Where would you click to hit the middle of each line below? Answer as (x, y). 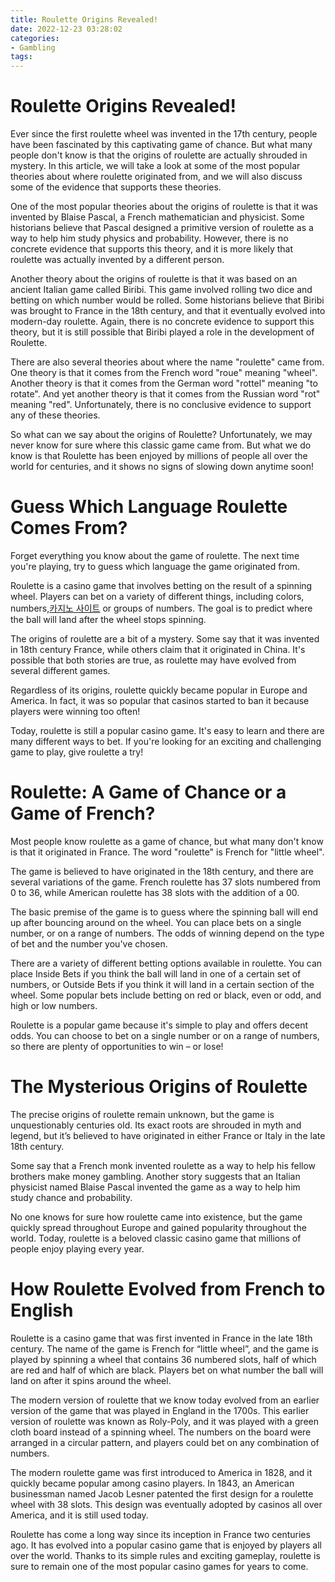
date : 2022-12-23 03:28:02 (66, 29)
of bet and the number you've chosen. (89, 943)
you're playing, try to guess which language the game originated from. (155, 566)
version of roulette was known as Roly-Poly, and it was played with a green (165, 1421)
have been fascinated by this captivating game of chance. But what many (161, 145)
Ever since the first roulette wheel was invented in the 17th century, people (164, 134)
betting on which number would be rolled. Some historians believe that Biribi (167, 300)
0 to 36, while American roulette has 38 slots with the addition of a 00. (155, 892)
